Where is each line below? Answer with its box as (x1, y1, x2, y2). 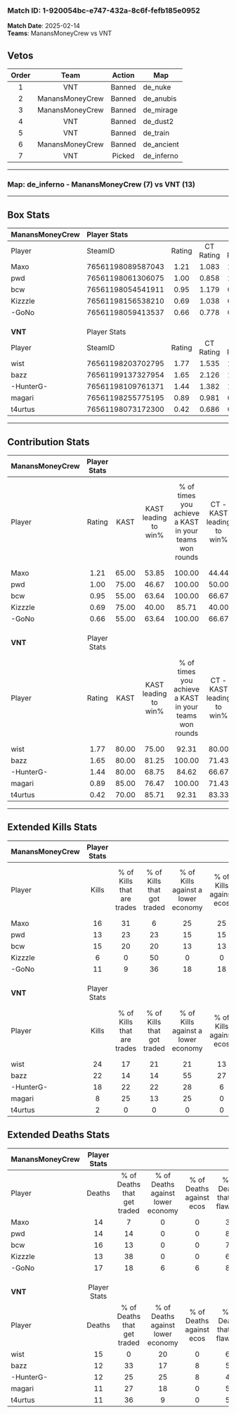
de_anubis (143, 94, 177, 104)
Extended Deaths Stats (7, 1129, 110, 1141)
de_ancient (143, 139, 179, 149)
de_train (143, 128, 170, 138)
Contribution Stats (7, 436, 90, 448)
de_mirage (143, 105, 178, 115)
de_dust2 (143, 117, 174, 127)
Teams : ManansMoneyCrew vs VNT (7, 29, 112, 37)
